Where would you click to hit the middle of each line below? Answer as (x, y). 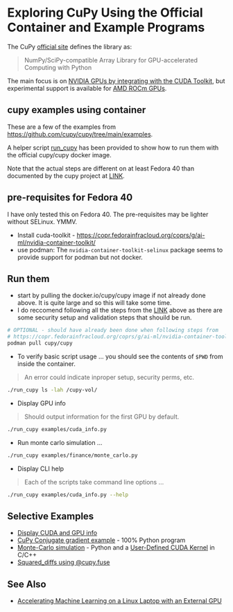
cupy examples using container (77, 110)
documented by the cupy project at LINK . (66, 175)
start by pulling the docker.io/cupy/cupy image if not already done (111, 295)
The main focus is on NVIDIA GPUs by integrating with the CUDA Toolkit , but (116, 80)
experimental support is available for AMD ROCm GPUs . (87, 88)
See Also (27, 584)
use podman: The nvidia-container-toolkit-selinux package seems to (120, 250)
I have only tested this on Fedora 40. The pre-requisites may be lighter (108, 214)
